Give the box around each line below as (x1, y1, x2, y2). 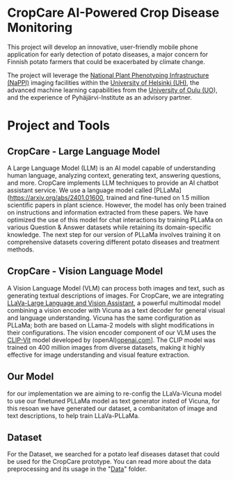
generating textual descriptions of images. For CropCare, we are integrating (7, 291, 224, 300)
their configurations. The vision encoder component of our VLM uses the (7, 328, 217, 336)
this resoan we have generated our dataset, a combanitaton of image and (7, 404, 218, 412)
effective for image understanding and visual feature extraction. (7, 350, 190, 359)
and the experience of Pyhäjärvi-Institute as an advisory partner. (7, 93, 193, 102)
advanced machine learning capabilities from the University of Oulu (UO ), (7, 86, 218, 94)
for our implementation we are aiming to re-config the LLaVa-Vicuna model (7, 389, 222, 398)
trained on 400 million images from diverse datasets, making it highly (7, 343, 205, 351)
